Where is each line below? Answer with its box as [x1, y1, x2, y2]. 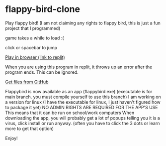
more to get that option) [5, 126, 54, 132]
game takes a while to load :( [5, 35, 64, 41]
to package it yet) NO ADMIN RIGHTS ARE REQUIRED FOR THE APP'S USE [5, 104, 158, 110]
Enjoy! [5, 135, 18, 141]
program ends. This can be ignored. [5, 69, 79, 75]
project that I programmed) [5, 25, 61, 31]
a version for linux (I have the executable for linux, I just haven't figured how [5, 99, 161, 105]
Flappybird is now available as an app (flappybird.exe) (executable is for [5, 88, 153, 94]
